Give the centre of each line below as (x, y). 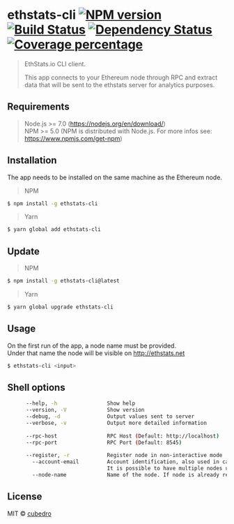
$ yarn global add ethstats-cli (54, 230)
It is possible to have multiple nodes (165, 469)
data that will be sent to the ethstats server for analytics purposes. (119, 84)
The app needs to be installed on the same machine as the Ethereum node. (115, 177)
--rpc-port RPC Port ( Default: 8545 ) (104, 442)
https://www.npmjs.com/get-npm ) (73, 138)
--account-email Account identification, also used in (126, 462)
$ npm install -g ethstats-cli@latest (63, 281)
